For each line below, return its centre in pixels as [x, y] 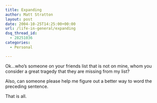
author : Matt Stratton [29, 15]
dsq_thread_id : [21, 33]
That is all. [16, 96]
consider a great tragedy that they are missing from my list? [68, 71]
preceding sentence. [27, 86]
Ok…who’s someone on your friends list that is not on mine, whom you [78, 66]
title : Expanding [24, 10]
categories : [18, 43]
